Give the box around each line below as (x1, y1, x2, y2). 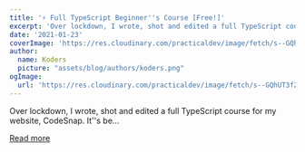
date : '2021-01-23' (9, 30, 84, 39)
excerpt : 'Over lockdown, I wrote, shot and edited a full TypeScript (9, 22, 282, 31)
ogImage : (9, 72, 43, 81)
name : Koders (17, 55, 67, 64)
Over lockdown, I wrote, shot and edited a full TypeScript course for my (9, 105, 277, 116)
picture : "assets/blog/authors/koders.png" (17, 64, 184, 73)
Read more (9, 132, 51, 143)
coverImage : (9, 38, 54, 48)
